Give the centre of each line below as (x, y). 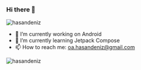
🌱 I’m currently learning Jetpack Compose (67, 41)
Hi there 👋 (21, 10)
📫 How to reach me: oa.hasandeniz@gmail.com (75, 47)
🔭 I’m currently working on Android (58, 34)
